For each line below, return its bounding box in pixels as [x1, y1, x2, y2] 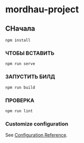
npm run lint [5, 108, 33, 114]
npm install [5, 38, 31, 43]
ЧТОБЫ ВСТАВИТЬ [5, 49, 54, 57]
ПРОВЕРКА [5, 97, 35, 104]
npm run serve [5, 61, 36, 66]
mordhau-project [5, 4, 79, 15]
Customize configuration [5, 120, 69, 127]
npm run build [5, 85, 36, 90]
